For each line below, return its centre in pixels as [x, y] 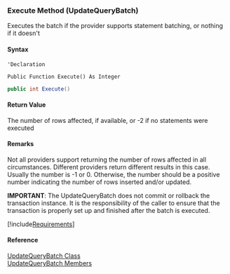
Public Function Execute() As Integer [64, 77]
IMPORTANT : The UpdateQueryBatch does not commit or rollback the [109, 195]
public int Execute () [39, 89]
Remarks [21, 144]
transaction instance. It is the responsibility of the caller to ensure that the [114, 203]
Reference [23, 240]
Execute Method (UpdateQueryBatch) [73, 11]
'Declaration [26, 64]
